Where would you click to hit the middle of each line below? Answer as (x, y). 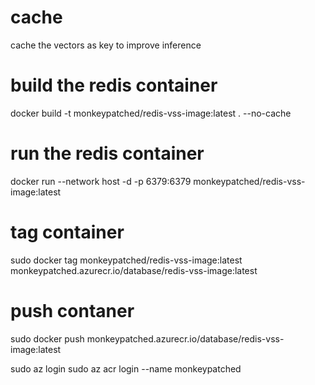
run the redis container (107, 153)
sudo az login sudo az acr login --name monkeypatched (126, 368)
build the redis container (114, 85)
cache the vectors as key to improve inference (106, 45)
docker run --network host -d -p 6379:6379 (101, 181)
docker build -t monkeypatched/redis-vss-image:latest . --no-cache (151, 113)
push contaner (72, 310)
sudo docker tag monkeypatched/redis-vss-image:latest (126, 260)
